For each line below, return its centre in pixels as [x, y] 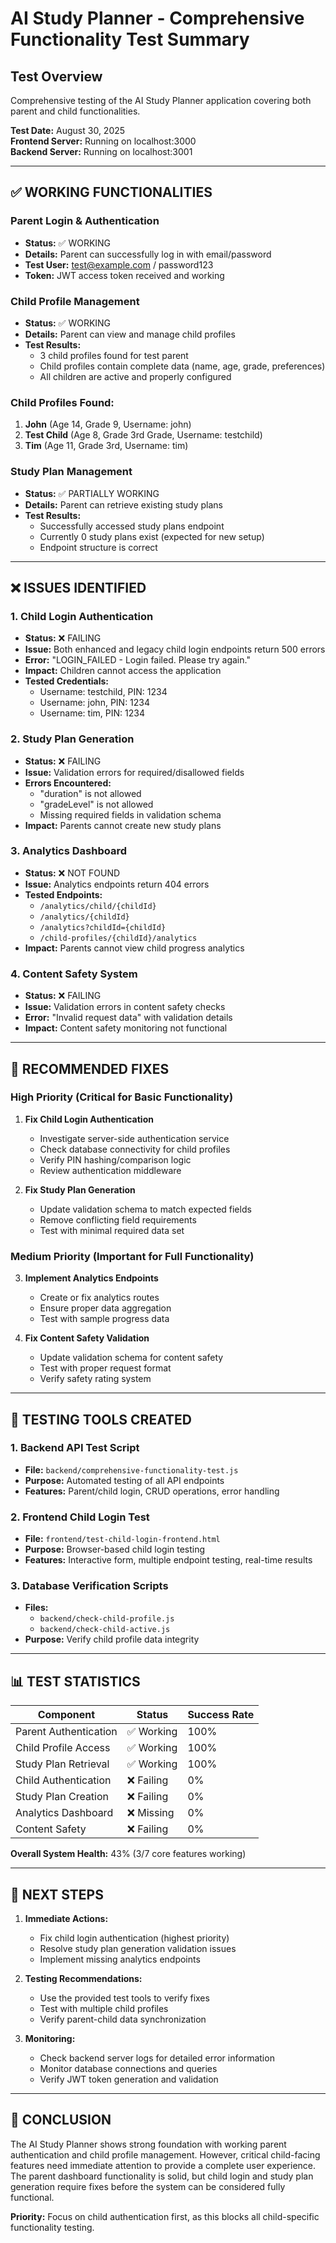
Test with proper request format [105, 1368]
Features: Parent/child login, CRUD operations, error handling [152, 1491]
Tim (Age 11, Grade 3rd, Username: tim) [106, 446]
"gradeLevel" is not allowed [96, 804]
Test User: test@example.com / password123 [119, 264]
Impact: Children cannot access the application [123, 671]
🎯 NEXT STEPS [57, 1894]
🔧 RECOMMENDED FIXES [90, 1068]
